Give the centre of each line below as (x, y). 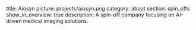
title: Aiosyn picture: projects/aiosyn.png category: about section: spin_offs (98, 9)
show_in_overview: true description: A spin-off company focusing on (91, 15)
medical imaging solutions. (56, 21)
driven (14, 21)
